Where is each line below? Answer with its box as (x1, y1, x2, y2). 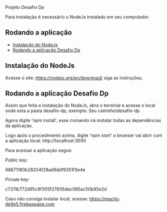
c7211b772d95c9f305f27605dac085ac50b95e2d (5, 186, 107, 192)
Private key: (5, 176, 30, 182)
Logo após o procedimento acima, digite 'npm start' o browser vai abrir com (5, 132, 162, 138)
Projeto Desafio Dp (5, 4, 44, 10)
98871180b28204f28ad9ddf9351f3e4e (5, 167, 86, 173)
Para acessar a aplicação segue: (5, 147, 73, 153)
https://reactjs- (89, 196, 120, 202)
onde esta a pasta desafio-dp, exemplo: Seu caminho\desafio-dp (5, 107, 140, 114)
